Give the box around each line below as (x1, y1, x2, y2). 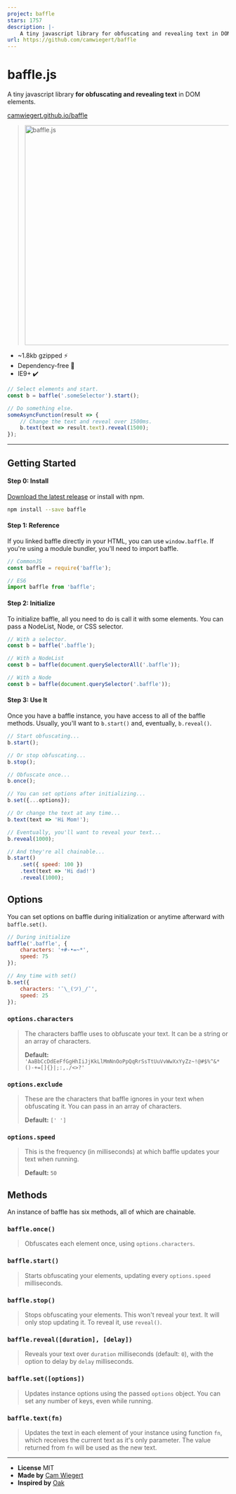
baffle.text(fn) (7, 1414, 63, 1422)
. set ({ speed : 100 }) (20, 861, 83, 868)
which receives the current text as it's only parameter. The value (24, 1436, 211, 1444)
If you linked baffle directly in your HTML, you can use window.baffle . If (7, 536, 214, 545)
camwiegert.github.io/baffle (7, 111, 88, 120)
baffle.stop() (7, 1296, 55, 1304)
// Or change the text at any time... (7, 810, 121, 817)
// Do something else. (7, 405, 74, 412)
